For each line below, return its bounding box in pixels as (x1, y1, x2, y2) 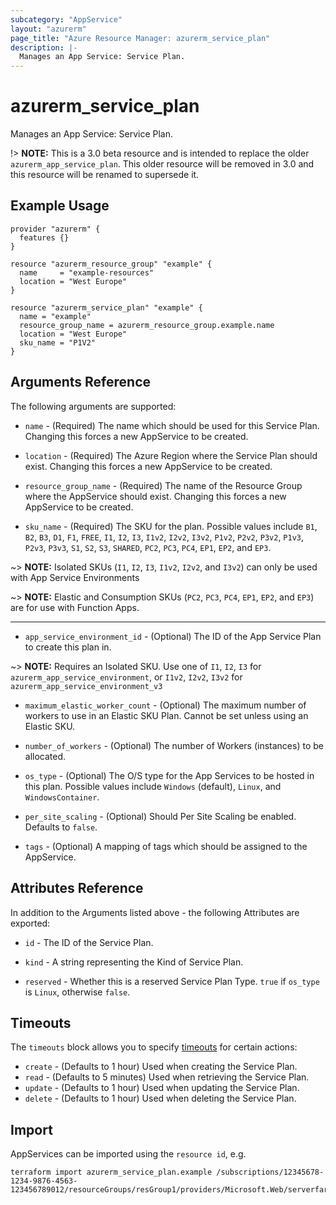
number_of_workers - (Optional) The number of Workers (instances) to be (24, 739, 324, 751)
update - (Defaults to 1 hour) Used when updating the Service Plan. (24, 1082, 300, 1094)
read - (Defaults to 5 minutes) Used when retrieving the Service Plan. (24, 1071, 310, 1083)
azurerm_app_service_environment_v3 (10, 681, 163, 691)
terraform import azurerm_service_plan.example (10, 1167, 213, 1178)
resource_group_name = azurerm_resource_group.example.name (19, 320, 275, 330)
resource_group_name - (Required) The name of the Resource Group (24, 479, 303, 491)
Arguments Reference (10, 374, 152, 391)
